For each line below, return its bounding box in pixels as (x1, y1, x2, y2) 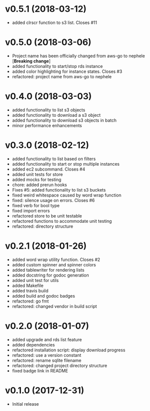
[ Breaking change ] (12, 58, 51, 64)
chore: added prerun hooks (12, 182, 67, 188)
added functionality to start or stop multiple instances (12, 161, 120, 167)
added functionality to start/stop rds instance (12, 63, 103, 69)
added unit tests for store (12, 171, 63, 177)
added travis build (12, 287, 49, 294)
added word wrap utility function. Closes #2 (12, 257, 101, 262)
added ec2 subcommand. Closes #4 (12, 166, 85, 172)
